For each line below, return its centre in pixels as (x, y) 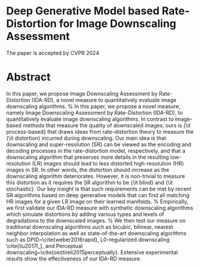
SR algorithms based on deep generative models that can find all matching (98, 195)
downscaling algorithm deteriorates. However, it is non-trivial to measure (96, 176)
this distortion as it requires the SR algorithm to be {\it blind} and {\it (90, 182)
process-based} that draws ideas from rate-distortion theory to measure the (100, 131)
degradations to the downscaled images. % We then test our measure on (96, 220)
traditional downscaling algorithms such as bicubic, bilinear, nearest (90, 227)
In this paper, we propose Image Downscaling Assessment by (82, 93)
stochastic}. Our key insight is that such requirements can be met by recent (99, 189)
